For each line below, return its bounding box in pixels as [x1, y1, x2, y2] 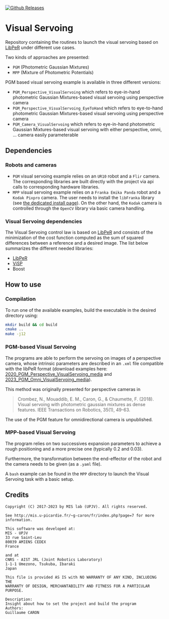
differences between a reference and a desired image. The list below [5, 240, 148, 246]
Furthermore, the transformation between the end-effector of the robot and [5, 456, 162, 462]
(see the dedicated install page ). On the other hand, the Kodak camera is [12, 200, 162, 206]
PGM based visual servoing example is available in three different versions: [5, 79, 161, 85]
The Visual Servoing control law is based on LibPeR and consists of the [5, 229, 153, 235]
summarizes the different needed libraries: [5, 245, 94, 251]
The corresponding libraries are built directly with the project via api [12, 178, 154, 184]
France [5, 544, 19, 549]
